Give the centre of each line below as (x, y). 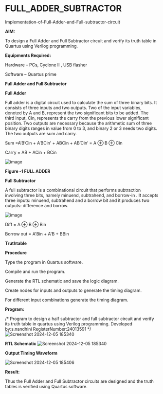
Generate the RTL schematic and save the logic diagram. (62, 281)
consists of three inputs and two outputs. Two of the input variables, (73, 107)
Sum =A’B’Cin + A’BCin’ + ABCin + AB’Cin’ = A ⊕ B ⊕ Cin (64, 143)
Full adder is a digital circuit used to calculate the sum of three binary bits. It (81, 102)
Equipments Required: (28, 55)
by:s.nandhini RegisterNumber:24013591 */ (48, 329)
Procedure (16, 252)
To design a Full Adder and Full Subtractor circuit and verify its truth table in (81, 41)
